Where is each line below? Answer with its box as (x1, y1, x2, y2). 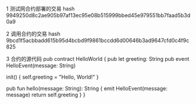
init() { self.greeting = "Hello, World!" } (6, 73, 99, 80)
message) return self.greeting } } (6, 91, 86, 98)
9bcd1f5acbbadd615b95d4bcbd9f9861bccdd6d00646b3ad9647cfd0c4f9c (6, 37, 190, 44)
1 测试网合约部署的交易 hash (6, 5, 75, 12)
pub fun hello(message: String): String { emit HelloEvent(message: (6, 85, 168, 92)
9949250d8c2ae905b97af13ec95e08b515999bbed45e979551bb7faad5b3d (6, 12, 191, 19)
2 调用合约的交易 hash (6, 30, 61, 37)
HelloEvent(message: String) (6, 62, 76, 69)
